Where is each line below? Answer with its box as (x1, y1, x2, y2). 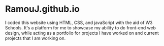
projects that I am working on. (5, 35, 66, 41)
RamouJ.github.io (5, 3, 80, 15)
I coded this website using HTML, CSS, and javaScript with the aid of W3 (5, 20, 153, 25)
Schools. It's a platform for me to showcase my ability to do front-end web (5, 24, 156, 30)
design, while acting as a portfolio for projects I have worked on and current (5, 30, 159, 36)
